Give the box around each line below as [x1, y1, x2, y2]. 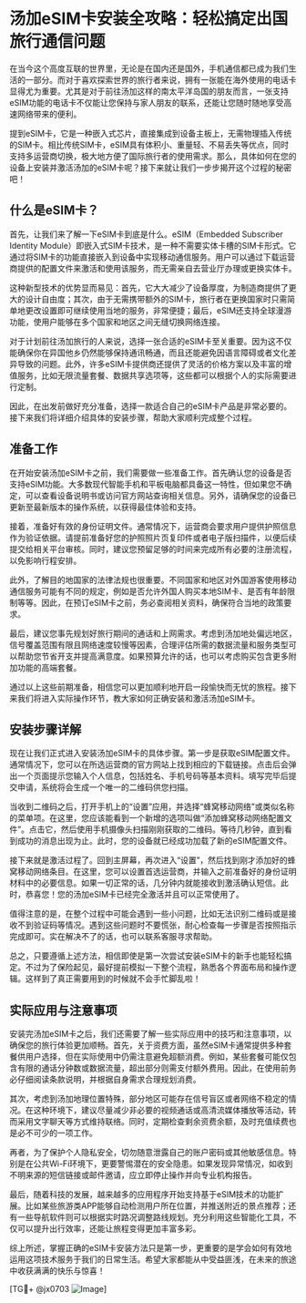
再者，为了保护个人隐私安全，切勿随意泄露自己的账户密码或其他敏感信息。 [9, 1147, 289, 1158]
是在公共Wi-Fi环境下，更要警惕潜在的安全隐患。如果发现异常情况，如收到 [16, 1158, 293, 1169]
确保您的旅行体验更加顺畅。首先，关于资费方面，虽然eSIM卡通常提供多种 [9, 1040, 284, 1051]
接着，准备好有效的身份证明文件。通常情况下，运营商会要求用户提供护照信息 [9, 520, 297, 531]
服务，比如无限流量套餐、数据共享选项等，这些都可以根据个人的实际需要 [16, 370, 289, 381]
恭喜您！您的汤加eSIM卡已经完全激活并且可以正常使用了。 [25, 889, 244, 900]
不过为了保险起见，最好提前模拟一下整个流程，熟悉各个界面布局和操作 [25, 962, 289, 973]
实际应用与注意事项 [9, 1002, 117, 1018]
